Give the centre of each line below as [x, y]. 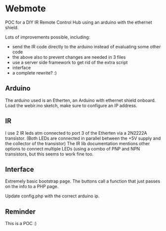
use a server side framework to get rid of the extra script [70, 62]
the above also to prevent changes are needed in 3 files [69, 57]
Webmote [25, 9]
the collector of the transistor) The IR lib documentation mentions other [77, 143]
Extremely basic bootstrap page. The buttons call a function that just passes [83, 181]
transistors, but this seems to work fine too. [49, 154]
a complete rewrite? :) [34, 73]
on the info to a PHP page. [32, 187]
